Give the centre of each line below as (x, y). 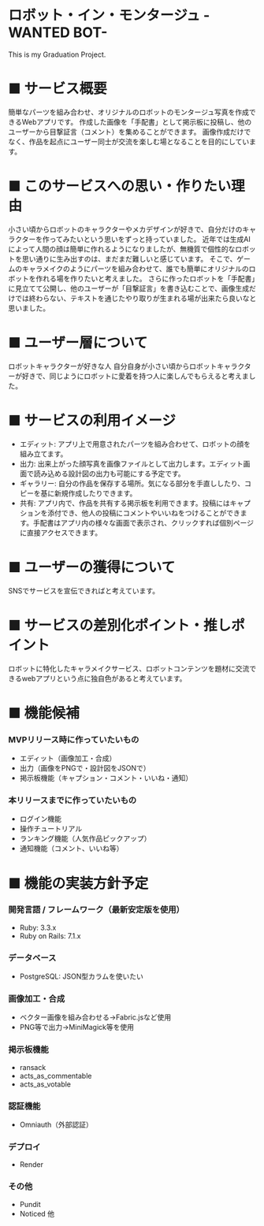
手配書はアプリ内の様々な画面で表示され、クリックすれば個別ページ (143, 522)
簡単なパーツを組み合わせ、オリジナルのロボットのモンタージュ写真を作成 (129, 112)
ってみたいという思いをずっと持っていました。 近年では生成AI (150, 239)
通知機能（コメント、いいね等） (71, 849)
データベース (32, 957)
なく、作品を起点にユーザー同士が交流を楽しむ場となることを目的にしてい (129, 141)
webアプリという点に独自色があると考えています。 (104, 678)
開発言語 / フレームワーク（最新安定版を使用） (97, 910)
